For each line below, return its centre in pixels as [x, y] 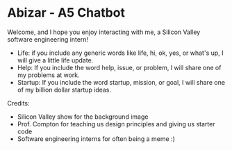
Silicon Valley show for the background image [83, 117]
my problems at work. [48, 75]
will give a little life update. [55, 60]
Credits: [18, 103]
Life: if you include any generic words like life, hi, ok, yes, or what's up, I [120, 53]
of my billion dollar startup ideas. [64, 90]
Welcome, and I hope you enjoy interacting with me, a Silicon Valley [104, 32]
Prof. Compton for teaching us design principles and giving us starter [116, 124]
